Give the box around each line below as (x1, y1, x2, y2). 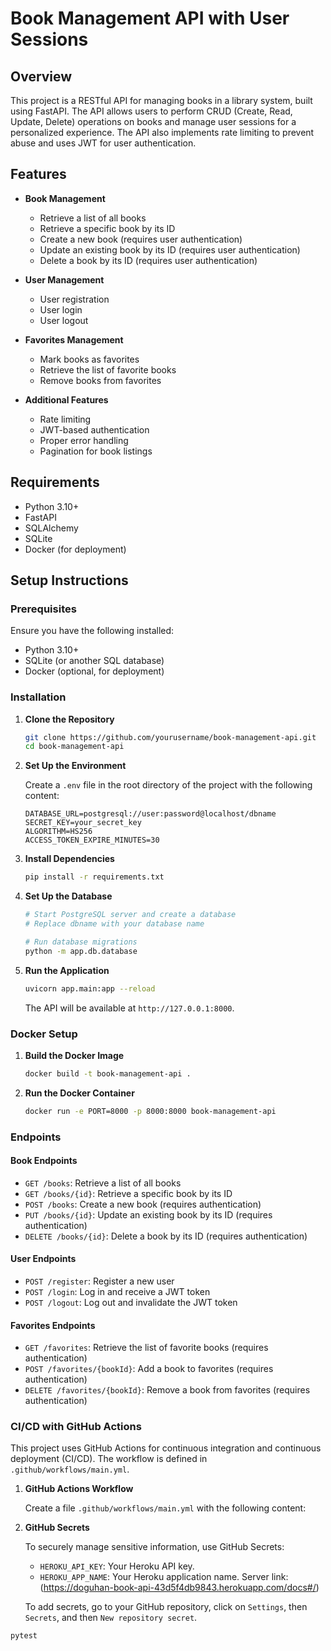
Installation (10, 690, 67, 704)
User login (39, 303, 83, 316)
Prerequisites (10, 602, 77, 616)
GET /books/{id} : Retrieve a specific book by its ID (24, 1187, 233, 1199)
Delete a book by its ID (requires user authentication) (39, 254, 258, 266)
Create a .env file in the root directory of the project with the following (24, 779, 313, 791)
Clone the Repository (24, 713, 115, 725)
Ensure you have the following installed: (10, 625, 175, 637)
